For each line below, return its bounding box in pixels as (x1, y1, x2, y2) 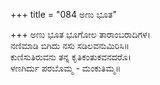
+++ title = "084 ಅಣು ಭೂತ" (10, 9, 117, 20)
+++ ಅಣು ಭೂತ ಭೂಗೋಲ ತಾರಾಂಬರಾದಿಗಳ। (10, 29, 151, 40)
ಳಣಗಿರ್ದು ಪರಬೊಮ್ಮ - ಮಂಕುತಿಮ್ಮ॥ (10, 62, 122, 74)
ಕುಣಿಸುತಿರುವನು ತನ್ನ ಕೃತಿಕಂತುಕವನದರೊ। (10, 51, 132, 63)
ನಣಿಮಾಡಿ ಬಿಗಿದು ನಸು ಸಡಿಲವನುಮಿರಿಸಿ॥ (10, 40, 130, 51)
